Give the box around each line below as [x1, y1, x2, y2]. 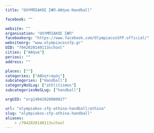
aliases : [5, 116, 24, 121]
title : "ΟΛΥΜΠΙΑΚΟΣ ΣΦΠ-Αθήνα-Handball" [5, 7, 93, 13]
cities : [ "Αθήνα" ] [5, 50, 44, 55]
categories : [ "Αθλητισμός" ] [5, 73, 65, 78]
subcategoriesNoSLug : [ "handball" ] [5, 87, 81, 93]
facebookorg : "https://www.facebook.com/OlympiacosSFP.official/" [5, 35, 149, 41]
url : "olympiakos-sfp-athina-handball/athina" [5, 106, 106, 111]
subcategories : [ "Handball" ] [5, 78, 67, 83]
